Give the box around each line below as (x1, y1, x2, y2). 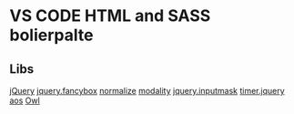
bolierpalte (9, 25, 94, 46)
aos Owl (9, 95, 41, 106)
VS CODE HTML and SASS (9, 5, 211, 26)
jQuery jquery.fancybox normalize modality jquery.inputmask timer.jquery (9, 86, 285, 96)
